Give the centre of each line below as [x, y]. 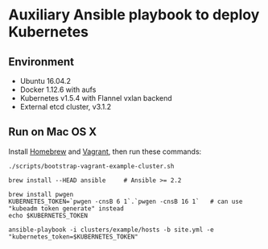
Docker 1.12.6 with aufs [58, 89]
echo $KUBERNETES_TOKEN [48, 215]
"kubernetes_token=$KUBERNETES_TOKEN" [73, 237]
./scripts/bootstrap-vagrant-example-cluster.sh [91, 166]
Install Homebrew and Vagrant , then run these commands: [105, 151]
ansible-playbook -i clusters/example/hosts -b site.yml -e [111, 230]
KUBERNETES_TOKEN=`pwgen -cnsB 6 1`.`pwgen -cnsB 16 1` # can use [126, 201]
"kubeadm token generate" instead [66, 208]
